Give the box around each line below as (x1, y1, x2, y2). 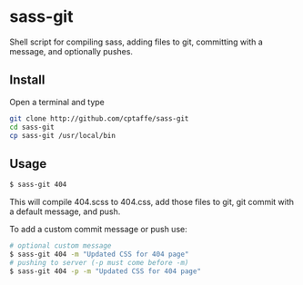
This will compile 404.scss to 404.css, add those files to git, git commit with (9, 197, 294, 208)
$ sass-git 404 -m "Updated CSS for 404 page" (9, 250, 189, 259)
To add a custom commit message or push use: (9, 224, 188, 235)
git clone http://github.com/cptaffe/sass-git (9, 113, 189, 123)
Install (9, 73, 45, 88)
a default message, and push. (9, 206, 121, 217)
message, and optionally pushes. (9, 45, 134, 56)
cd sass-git (9, 123, 55, 132)
